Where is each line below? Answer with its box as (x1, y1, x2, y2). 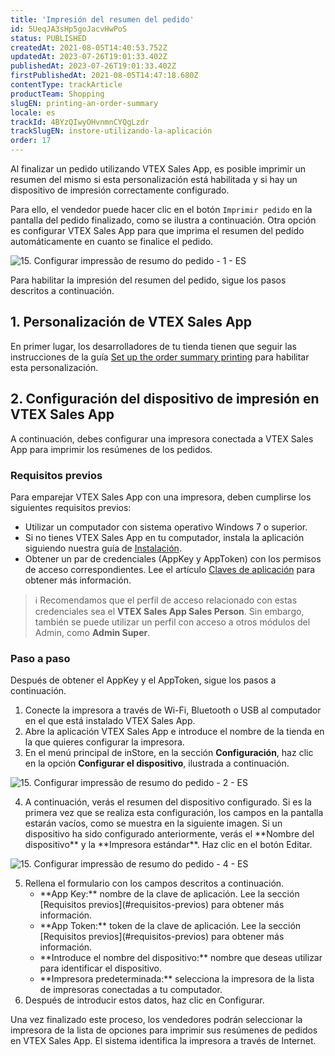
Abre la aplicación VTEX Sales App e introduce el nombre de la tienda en (24, 726, 325, 738)
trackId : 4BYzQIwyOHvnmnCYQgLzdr (10, 117, 150, 127)
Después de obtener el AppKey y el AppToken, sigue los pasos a (10, 674, 277, 686)
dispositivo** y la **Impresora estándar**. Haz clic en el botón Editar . (24, 839, 313, 851)
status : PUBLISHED (10, 33, 87, 43)
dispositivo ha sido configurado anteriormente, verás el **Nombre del (24, 828, 315, 840)
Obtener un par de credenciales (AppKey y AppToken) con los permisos (24, 552, 322, 565)
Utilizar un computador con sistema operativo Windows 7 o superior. (24, 521, 308, 533)
